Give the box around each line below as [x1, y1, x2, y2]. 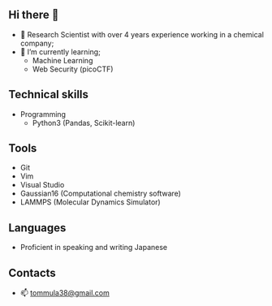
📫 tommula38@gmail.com [19, 288, 110, 298]
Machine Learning [32, 55, 93, 65]
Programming [19, 109, 67, 119]
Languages [8, 221, 67, 235]
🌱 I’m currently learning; [19, 46, 101, 57]
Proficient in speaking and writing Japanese [19, 243, 168, 252]
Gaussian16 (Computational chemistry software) [19, 188, 181, 199]
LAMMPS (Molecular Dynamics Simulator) [19, 197, 161, 207]
